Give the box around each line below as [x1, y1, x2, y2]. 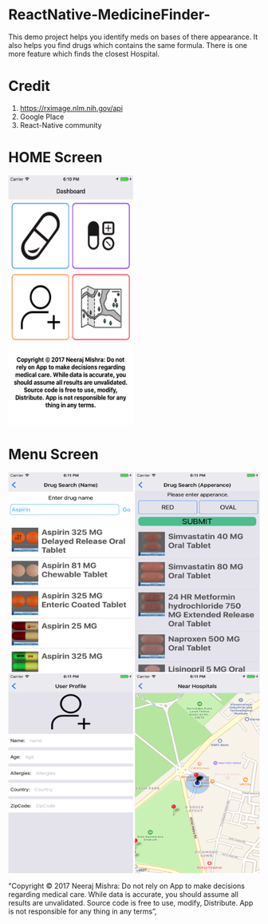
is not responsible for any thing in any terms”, [8, 906, 157, 916]
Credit [8, 77, 50, 95]
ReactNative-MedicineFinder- [8, 6, 211, 24]
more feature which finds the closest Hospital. [8, 49, 160, 58]
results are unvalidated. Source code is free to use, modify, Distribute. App [8, 898, 254, 907]
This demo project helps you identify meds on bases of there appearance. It [8, 32, 258, 42]
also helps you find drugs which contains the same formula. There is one [8, 40, 247, 50]
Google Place [19, 112, 65, 121]
